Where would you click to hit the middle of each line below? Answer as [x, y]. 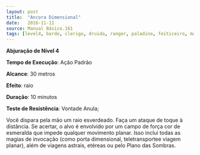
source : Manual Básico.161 [40, 28]
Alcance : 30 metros [31, 74]
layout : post [22, 12]
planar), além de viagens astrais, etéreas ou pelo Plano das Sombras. [91, 145]
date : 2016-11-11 [30, 23]
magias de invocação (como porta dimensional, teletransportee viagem [93, 139]
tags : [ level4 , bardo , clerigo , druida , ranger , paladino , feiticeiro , [97, 34]
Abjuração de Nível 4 [33, 51]
